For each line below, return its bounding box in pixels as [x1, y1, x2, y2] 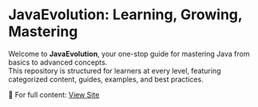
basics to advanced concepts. [8, 57, 108, 67]
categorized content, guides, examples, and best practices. [8, 74, 204, 84]
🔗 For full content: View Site [8, 89, 100, 99]
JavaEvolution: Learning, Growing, [8, 6, 243, 24]
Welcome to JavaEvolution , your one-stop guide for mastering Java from [8, 49, 250, 58]
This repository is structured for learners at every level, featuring [8, 65, 221, 75]
